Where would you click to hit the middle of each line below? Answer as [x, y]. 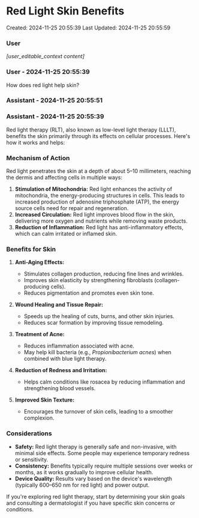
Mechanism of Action [38, 158]
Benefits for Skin [31, 249]
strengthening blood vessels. [60, 388]
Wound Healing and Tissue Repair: [59, 305]
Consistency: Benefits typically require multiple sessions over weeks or [104, 466]
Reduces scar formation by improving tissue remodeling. [94, 323]
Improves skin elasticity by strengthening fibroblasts [88, 280]
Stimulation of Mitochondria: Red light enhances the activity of [94, 189]
